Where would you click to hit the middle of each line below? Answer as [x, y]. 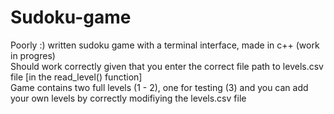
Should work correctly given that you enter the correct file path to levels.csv [167, 66]
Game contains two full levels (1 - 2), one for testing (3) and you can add [159, 87]
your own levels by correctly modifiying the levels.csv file [128, 98]
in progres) [33, 55]
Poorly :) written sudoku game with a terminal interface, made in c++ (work [165, 45]
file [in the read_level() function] [76, 77]
